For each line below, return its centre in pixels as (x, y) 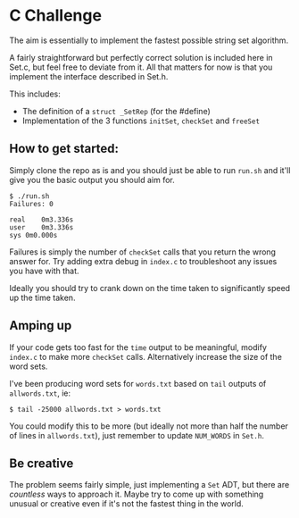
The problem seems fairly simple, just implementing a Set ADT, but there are (149, 485)
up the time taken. (42, 297)
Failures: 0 (31, 204)
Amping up (41, 326)
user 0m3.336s (42, 227)
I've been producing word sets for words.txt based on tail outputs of (138, 383)
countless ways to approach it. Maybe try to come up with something (137, 494)
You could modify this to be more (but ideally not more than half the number (149, 426)
